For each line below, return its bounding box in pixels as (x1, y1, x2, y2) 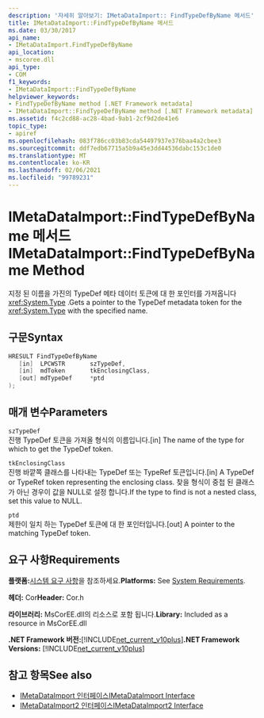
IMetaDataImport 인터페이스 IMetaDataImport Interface (19, 691, 196, 701)
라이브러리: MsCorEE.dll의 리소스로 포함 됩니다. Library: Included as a (8, 609, 228, 619)
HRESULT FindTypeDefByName (8, 352, 98, 361)
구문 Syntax (8, 330, 63, 345)
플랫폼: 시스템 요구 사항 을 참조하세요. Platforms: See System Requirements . (8, 575, 246, 585)
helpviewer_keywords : (8, 93, 80, 101)
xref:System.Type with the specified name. (8, 306, 148, 315)
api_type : (8, 63, 41, 71)
